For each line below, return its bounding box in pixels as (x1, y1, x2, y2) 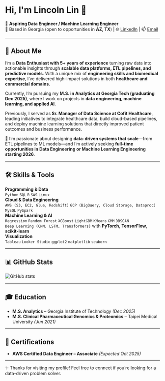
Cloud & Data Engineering (5, 197, 59, 203)
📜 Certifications (5, 338, 55, 346)
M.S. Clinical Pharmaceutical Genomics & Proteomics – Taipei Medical (12, 314, 158, 320)
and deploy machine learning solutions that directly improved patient (5, 120, 144, 127)
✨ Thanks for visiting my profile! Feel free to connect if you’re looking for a (5, 365, 156, 371)
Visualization (5, 233, 33, 239)
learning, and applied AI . (5, 101, 56, 107)
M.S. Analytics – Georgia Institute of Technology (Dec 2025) (12, 308, 136, 314)
